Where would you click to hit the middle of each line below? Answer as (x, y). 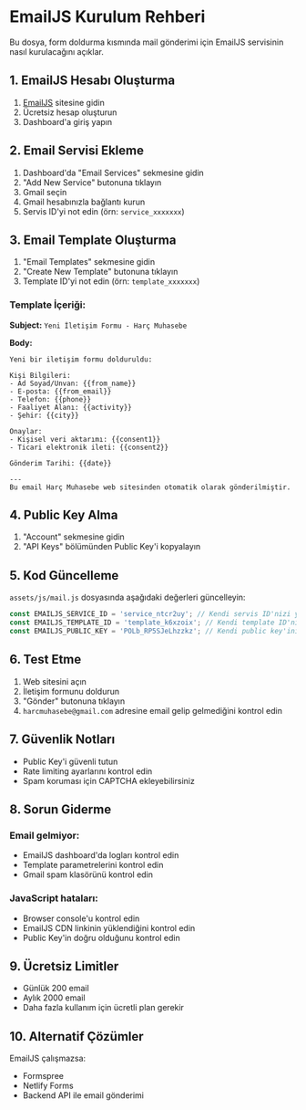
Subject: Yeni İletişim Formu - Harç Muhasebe (98, 325)
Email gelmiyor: (45, 835)
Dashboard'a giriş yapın (67, 121)
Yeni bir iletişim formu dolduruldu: (81, 359)
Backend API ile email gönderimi (83, 1095)
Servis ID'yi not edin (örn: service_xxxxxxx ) (103, 211)
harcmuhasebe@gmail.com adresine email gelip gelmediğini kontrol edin (152, 710)
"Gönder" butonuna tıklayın (74, 701)
